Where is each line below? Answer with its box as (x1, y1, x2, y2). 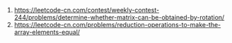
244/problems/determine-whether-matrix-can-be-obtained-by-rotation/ (13, 13, 225, 21)
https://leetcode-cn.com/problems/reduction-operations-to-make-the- (13, 21, 221, 28)
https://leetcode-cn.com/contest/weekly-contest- (13, 6, 160, 14)
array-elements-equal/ (13, 28, 80, 36)
